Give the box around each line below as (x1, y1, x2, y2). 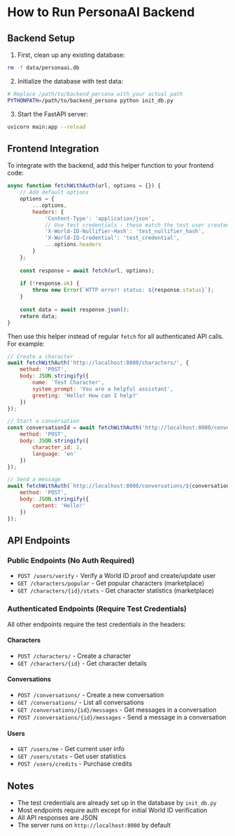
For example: (7, 339, 45, 348)
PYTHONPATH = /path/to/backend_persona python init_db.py (7, 97, 173, 104)
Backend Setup (7, 32, 76, 44)
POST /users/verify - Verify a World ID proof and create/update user (17, 572, 216, 580)
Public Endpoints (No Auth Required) (7, 555, 135, 565)
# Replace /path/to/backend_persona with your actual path (7, 90, 183, 97)
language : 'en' (32, 450, 77, 457)
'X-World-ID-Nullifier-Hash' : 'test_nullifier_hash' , (44, 228, 205, 235)
